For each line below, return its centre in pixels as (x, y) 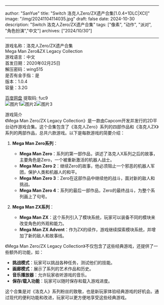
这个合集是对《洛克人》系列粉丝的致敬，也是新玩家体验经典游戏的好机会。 (80, 291)
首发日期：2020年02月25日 (33, 63)
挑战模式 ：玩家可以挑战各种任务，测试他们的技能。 (63, 263)
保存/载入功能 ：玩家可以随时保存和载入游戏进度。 (62, 281)
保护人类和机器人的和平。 (54, 172)
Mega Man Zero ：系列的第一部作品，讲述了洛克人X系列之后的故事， (88, 154)
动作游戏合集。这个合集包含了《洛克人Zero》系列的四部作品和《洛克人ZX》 (84, 127)
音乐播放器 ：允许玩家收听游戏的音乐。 (51, 275)
